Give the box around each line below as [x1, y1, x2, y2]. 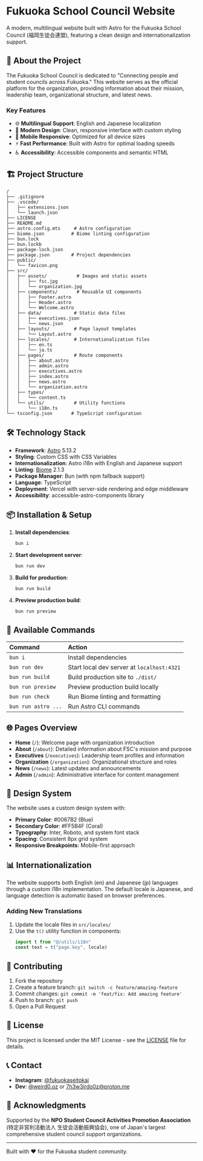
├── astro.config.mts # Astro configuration [6, 225, 131, 231]
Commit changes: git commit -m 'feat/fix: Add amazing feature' [14, 990, 182, 997]
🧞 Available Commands [6, 625, 95, 635]
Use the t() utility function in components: [14, 927, 121, 934]
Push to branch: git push [14, 997, 78, 1004]
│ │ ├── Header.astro [6, 299, 71, 306]
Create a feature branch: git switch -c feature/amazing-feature [14, 983, 178, 991]
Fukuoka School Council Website [6, 4, 175, 18]
